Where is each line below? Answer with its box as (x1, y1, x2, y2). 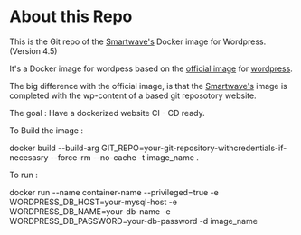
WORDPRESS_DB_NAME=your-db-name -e (9, 205, 172, 217)
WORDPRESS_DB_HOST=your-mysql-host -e (9, 196, 178, 207)
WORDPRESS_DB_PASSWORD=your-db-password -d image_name (9, 215, 258, 226)
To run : (9, 169, 39, 180)
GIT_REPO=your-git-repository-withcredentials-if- (100, 142, 287, 153)
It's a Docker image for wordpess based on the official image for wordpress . (9, 63, 294, 74)
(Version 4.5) (9, 45, 58, 56)
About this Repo (9, 6, 133, 27)
